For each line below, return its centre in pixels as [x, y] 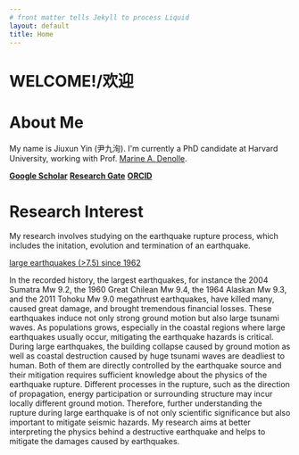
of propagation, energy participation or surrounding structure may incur [141, 394]
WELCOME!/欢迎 [71, 81]
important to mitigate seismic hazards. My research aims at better [130, 422]
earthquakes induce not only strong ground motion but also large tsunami [144, 318]
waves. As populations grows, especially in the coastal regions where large [147, 327]
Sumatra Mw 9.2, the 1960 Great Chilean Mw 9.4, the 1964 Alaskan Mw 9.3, [148, 290]
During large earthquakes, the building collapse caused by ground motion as [150, 347]
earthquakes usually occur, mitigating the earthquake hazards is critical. [141, 337]
